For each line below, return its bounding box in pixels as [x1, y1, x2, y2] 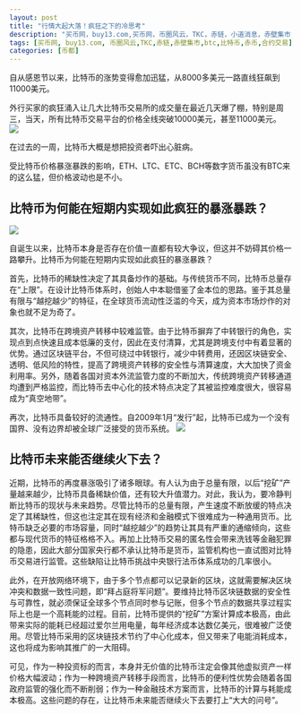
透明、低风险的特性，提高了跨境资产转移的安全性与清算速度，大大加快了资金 [9, 359, 292, 370]
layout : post [9, 13, 58, 22]
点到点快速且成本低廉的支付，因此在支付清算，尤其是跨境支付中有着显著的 [16, 337, 292, 348]
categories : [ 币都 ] [9, 47, 80, 56]
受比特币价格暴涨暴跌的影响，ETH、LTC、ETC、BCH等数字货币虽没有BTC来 [9, 160, 291, 171]
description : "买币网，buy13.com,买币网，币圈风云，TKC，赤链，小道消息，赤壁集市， [9, 30, 298, 39]
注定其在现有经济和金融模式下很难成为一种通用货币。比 [87, 511, 292, 521]
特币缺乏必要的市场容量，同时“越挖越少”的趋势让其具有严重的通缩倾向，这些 [9, 521, 291, 533]
